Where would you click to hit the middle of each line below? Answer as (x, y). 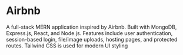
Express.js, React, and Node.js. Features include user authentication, (89, 33)
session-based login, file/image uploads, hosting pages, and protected (92, 39)
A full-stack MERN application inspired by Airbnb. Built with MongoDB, (91, 27)
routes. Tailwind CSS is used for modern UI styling (67, 46)
